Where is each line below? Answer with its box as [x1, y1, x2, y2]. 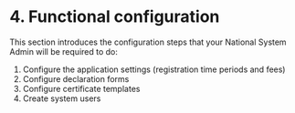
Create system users [22, 93, 101, 104]
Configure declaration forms [22, 73, 130, 84]
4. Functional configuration [9, 6, 220, 27]
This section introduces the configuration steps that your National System [9, 36, 287, 47]
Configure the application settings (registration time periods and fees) [22, 64, 286, 75]
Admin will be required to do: [9, 46, 119, 56]
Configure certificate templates [22, 83, 141, 94]
